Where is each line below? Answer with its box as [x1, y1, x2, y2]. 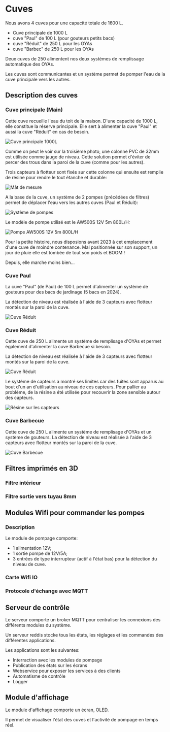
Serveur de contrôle [5, 603, 70, 612]
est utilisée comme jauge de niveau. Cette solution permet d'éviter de [5, 153, 151, 160]
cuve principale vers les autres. [5, 76, 71, 82]
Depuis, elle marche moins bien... [5, 259, 75, 265]
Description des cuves [5, 91, 78, 99]
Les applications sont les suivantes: [5, 647, 80, 653]
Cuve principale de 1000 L [12, 29, 67, 36]
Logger [12, 679, 28, 685]
